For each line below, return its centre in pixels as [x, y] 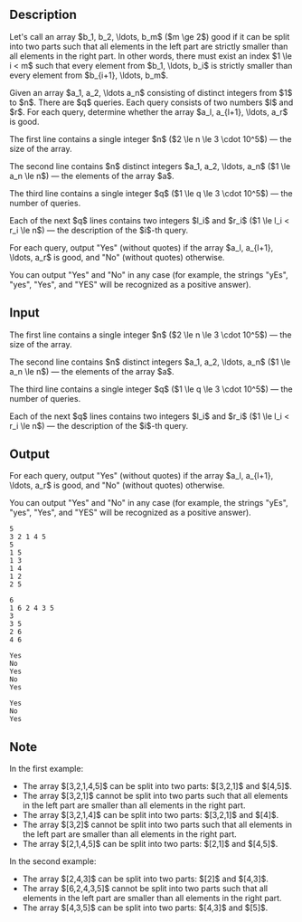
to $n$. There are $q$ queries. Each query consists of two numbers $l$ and [151, 102]
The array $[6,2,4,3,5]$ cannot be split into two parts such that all [145, 889]
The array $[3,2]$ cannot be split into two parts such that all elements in [157, 825]
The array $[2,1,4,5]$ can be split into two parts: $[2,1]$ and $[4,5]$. [150, 844]
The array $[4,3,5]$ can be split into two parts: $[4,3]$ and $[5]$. [145, 908]
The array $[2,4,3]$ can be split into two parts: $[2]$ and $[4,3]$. [146, 879]
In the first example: [47, 769]
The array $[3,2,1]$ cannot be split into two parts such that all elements [155, 796]
